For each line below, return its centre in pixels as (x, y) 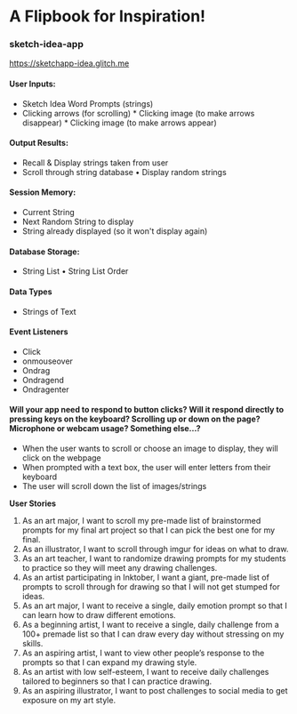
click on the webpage (62, 457)
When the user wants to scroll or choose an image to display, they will (150, 448)
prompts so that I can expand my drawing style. (109, 662)
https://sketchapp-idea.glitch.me (69, 63)
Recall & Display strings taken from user (95, 163)
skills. (32, 643)
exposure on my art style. (69, 700)
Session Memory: (43, 192)
